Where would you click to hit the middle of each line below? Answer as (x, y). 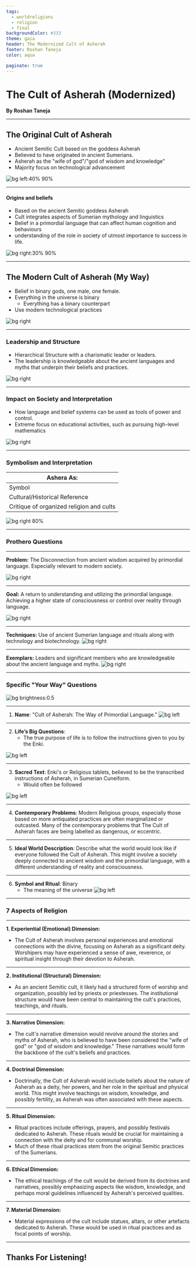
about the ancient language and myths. (53, 664)
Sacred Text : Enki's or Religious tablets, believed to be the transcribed (99, 772)
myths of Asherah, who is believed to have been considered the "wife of (101, 1040)
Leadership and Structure (43, 342)
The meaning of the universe (58, 890)
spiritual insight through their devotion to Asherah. (75, 959)
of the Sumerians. (36, 1153)
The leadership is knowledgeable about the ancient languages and (94, 361)
